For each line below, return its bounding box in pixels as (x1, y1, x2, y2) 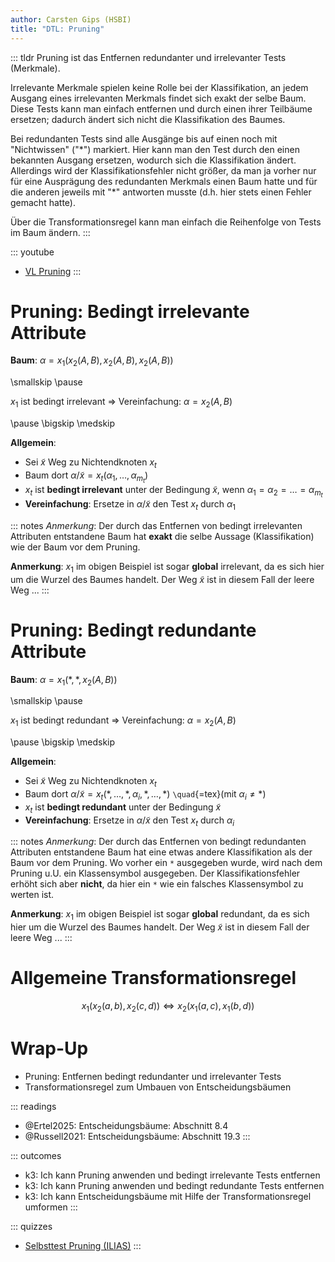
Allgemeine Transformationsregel (10, 967, 297, 990)
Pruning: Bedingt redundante (10, 619, 257, 641)
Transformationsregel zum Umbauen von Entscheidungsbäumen (24, 1081, 292, 1093)
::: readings (10, 1100, 57, 1112)
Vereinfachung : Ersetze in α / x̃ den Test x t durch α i (24, 814, 235, 828)
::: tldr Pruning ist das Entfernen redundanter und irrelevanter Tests (10, 51, 287, 63)
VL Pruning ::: (24, 265, 82, 277)
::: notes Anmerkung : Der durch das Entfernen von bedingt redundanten (10, 836, 307, 848)
